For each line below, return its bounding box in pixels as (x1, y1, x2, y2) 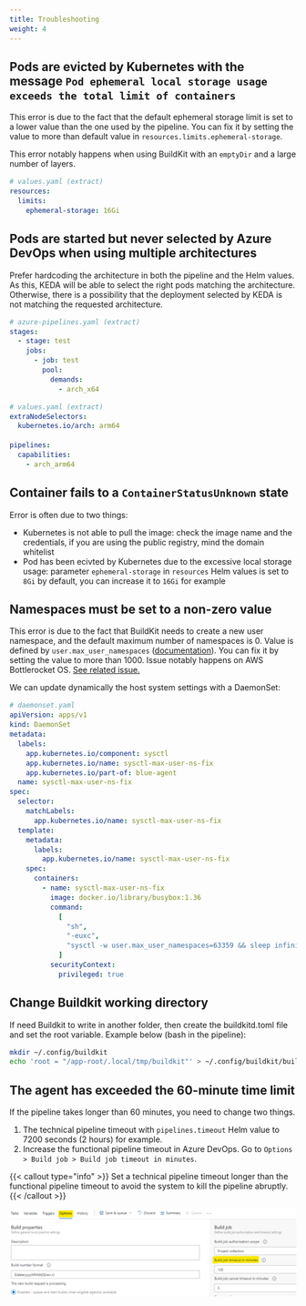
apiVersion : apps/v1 (9, 710, 88, 719)
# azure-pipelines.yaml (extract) (9, 317, 141, 327)
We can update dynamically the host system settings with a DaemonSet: (9, 682, 280, 693)
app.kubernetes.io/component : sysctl (25, 749, 169, 758)
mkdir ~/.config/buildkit (9, 1047, 107, 1056)
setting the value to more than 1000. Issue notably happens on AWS (9, 655, 264, 666)
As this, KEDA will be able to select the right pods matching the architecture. (9, 279, 296, 291)
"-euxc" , (66, 932, 100, 941)
